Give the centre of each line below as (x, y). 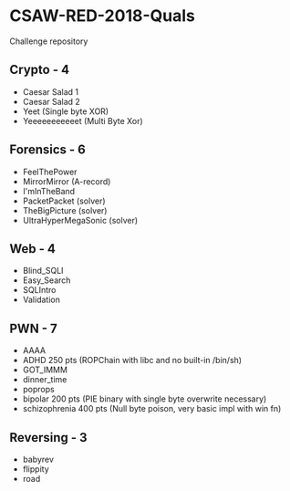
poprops (38, 390)
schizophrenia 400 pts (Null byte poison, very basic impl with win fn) (152, 409)
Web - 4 (33, 249)
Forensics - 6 (48, 150)
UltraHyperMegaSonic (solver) (80, 220)
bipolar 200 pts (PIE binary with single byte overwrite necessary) (145, 399)
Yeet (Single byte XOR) (66, 111)
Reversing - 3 (49, 438)
